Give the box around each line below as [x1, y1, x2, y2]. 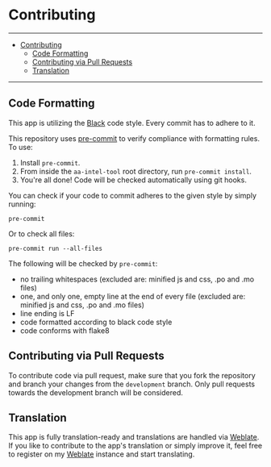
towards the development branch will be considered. [8, 387, 184, 397]
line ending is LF [19, 308, 75, 318]
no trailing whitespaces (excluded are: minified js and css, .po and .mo [19, 274, 255, 284]
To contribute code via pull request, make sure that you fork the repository [8, 370, 256, 380]
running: [8, 199, 36, 209]
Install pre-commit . [19, 157, 81, 167]
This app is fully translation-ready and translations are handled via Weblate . [8, 432, 260, 442]
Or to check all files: [8, 228, 75, 239]
